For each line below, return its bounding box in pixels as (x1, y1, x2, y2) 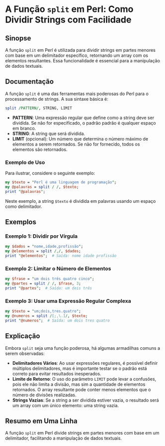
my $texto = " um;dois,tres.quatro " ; (5, 309, 81, 314)
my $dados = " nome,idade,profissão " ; (5, 244, 83, 249)
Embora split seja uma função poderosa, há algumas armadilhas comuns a (5, 345, 161, 351)
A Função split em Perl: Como (5, 3, 134, 15)
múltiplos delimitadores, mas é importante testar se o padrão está (12, 365, 147, 371)
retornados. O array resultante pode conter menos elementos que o (12, 386, 151, 392)
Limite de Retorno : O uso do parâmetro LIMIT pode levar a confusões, (12, 376, 157, 382)
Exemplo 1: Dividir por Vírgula (5, 233, 78, 240)
